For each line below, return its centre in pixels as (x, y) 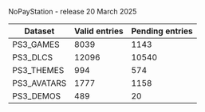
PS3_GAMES (36, 44)
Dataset (39, 31)
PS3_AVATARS (39, 83)
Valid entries (99, 31)
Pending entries (162, 31)
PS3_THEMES (38, 70)
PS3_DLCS (33, 57)
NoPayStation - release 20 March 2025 (73, 12)
